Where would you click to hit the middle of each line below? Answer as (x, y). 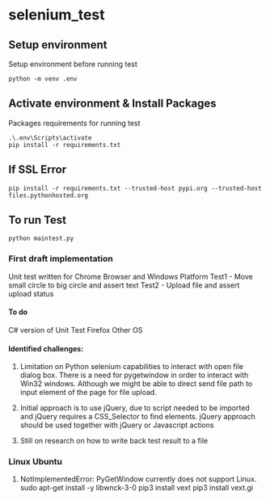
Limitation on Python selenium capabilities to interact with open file (132, 367)
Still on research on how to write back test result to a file (114, 441)
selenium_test (57, 15)
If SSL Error (38, 170)
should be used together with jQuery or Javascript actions (117, 425)
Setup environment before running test (73, 64)
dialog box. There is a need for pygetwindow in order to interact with (134, 375)
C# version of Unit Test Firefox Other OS (76, 330)
